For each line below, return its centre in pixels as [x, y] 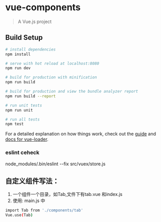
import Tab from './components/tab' [44, 210]
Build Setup [24, 38]
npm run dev [18, 68]
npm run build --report [31, 96]
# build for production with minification [51, 77]
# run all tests [22, 119]
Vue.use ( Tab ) [19, 215]
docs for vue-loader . [27, 139]
